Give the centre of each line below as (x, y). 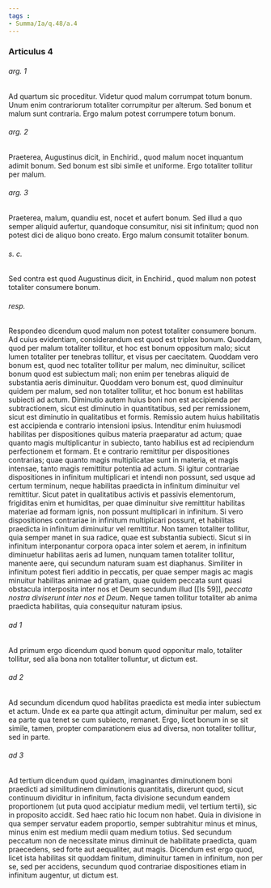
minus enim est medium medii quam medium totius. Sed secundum (120, 832)
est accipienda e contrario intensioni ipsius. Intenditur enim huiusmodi (125, 425)
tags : (19, 16)
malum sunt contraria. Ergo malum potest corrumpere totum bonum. (122, 113)
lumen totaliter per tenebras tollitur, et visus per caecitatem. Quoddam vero (133, 356)
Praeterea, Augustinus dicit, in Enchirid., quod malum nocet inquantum (126, 157)
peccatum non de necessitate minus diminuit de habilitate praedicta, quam (133, 841)
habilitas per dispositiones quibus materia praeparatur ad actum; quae (125, 434)
